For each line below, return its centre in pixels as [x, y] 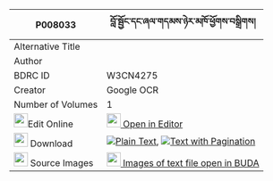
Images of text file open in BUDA [191, 163]
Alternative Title [47, 46]
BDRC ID [32, 75]
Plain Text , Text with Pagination [185, 141]
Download [51, 144]
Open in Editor [153, 124]
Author [28, 61]
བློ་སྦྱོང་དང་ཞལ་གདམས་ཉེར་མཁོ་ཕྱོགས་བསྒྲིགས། [183, 21]
